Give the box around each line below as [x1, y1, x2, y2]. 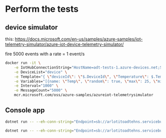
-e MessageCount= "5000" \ [14, 88, 68, 93]
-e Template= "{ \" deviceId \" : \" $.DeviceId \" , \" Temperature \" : [14, 74, 149, 79]
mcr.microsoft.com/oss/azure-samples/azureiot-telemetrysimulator [14, 93, 154, 98]
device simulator [5, 23, 58, 32]
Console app [5, 106, 45, 114]
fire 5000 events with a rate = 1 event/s [5, 51, 85, 57]
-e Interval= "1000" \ [14, 83, 58, 88]
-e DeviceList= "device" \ [14, 69, 68, 74]
